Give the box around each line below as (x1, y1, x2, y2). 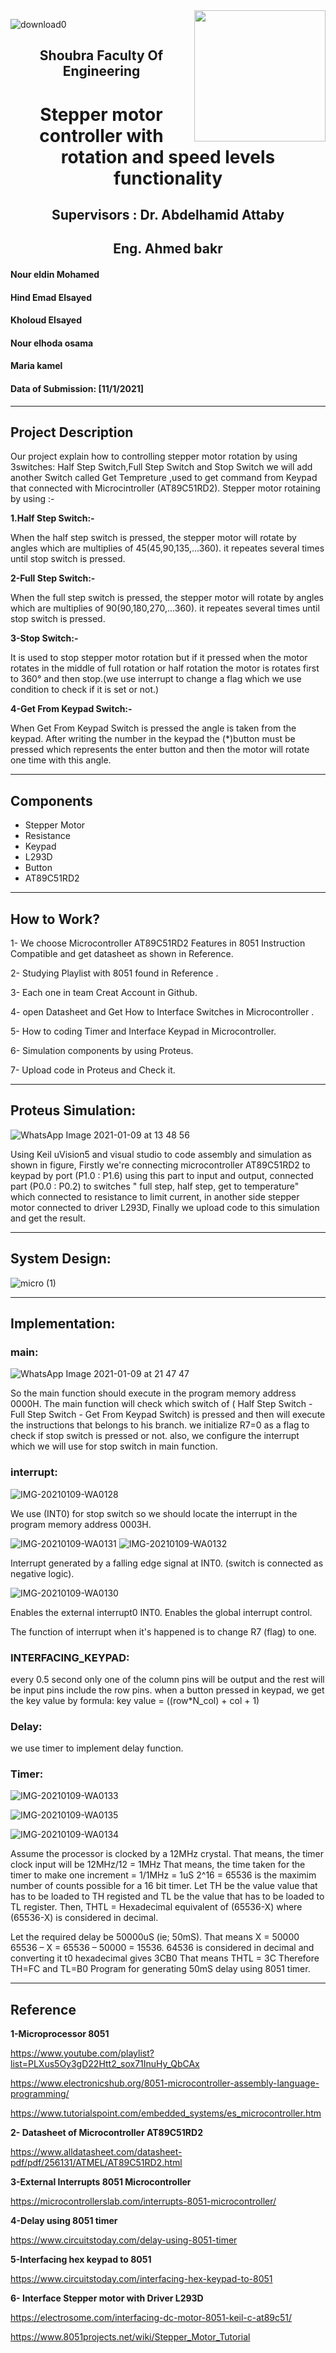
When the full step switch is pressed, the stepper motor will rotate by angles (10, 592, 324, 604)
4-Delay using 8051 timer (10, 2215, 118, 2227)
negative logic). (10, 1567, 75, 1579)
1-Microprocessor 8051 (10, 2028, 110, 2040)
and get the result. (10, 1212, 86, 1224)
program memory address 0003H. (10, 1518, 152, 1530)
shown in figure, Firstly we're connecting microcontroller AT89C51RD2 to (10, 1159, 311, 1171)
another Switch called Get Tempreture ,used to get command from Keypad (10, 472, 318, 484)
